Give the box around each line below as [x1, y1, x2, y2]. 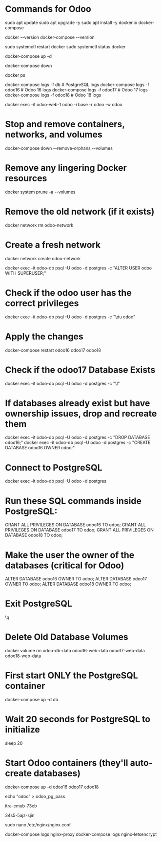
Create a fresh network [5, 239, 101, 250]
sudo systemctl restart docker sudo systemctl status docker [5, 44, 126, 49]
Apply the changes [5, 331, 84, 342]
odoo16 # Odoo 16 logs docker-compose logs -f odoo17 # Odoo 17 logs [5, 87, 148, 92]
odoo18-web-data [5, 653, 41, 659]
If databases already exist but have [5, 398, 150, 409]
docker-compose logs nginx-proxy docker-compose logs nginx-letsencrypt [5, 831, 157, 837]
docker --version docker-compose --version [5, 34, 95, 40]
